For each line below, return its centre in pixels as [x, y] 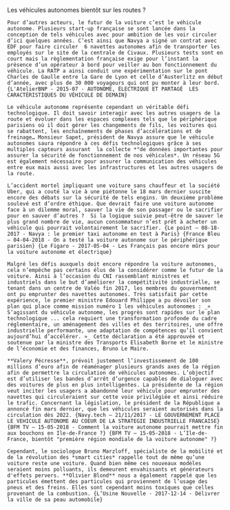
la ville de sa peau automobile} [55, 500]
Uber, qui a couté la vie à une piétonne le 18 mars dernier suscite [109, 192]
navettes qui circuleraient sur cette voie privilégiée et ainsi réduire [115, 397]
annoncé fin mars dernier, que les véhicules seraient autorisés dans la [115, 409]
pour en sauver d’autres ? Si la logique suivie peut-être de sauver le [115, 216]
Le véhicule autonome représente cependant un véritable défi [98, 107]
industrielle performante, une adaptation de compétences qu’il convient [115, 331]
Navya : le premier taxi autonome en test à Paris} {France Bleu [124, 234]
